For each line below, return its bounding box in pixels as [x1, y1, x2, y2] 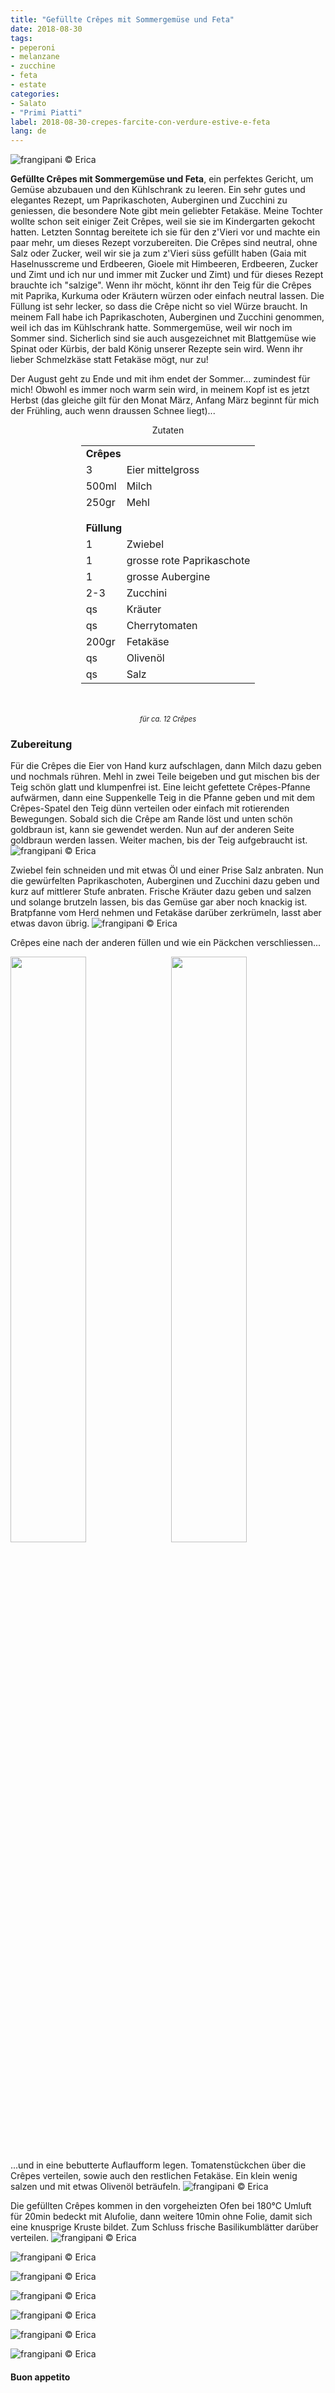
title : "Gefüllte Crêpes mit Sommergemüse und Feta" [10, 14, 235, 25]
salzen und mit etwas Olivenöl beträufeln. [10, 2181, 181, 2193]
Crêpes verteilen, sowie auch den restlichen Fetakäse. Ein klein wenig [10, 2170, 298, 2182]
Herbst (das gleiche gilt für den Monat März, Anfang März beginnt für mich [10, 394, 320, 406]
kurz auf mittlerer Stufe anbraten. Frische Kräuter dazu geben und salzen [10, 886, 312, 898]
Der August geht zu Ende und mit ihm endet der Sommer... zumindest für [10, 373, 311, 385]
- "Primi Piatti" [10, 107, 83, 118]
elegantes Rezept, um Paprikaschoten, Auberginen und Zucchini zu [10, 194, 288, 206]
